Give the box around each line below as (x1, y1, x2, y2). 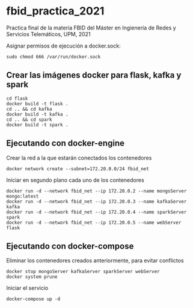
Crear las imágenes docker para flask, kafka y (6, 70, 182, 81)
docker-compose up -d (6, 296, 61, 302)
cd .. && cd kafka (6, 106, 52, 112)
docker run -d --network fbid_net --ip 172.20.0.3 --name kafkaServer (6, 199, 187, 205)
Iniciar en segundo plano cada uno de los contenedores (6, 176, 144, 183)
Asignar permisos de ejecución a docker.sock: (6, 42, 121, 49)
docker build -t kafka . (6, 111, 69, 117)
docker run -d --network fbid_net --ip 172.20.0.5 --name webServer (6, 220, 182, 226)
